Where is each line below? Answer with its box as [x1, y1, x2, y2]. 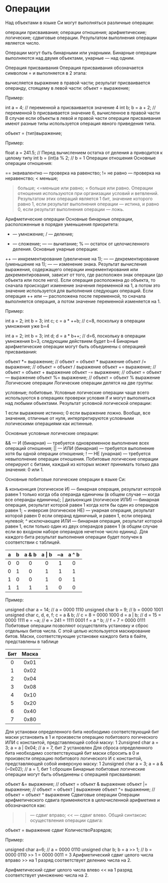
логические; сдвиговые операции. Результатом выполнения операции [5, 35, 157, 41]
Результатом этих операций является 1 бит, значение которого [17, 195, 153, 201]
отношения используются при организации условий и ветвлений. [17, 190, 159, 196]
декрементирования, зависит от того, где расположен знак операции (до [5, 272, 163, 278]
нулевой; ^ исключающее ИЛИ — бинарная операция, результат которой [5, 518, 162, 524]
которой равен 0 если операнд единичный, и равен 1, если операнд [5, 512, 151, 519]
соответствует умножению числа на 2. [5, 872, 89, 878]
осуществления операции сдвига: [30, 817, 103, 823]
